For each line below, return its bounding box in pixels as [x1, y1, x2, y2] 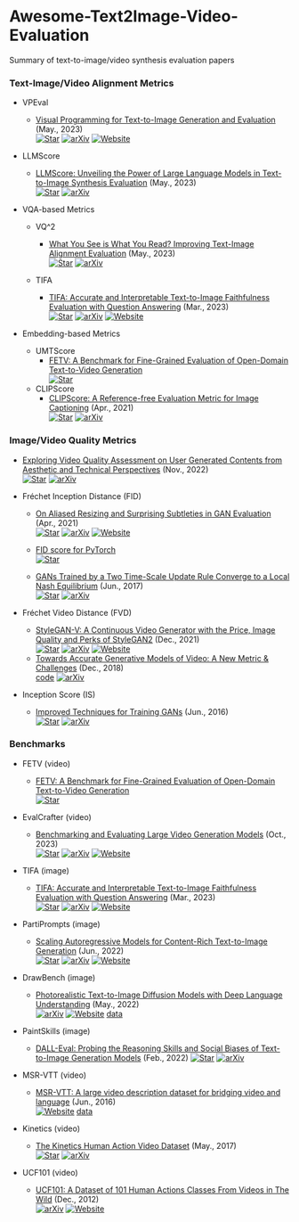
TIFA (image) [21, 865, 69, 875]
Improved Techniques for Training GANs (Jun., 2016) [35, 706, 229, 717]
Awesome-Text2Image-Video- [9, 6, 238, 27]
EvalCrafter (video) [21, 811, 92, 822]
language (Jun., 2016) [35, 1096, 117, 1107]
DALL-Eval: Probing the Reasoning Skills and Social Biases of [35, 1043, 260, 1054]
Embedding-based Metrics [21, 328, 121, 340]
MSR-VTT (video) [21, 1070, 87, 1080]
